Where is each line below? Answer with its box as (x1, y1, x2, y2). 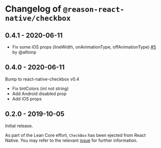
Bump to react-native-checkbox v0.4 (5, 76, 80, 82)
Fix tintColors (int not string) (12, 85, 69, 91)
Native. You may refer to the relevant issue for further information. (5, 137, 138, 143)
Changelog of (5, 3, 61, 15)
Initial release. (5, 123, 33, 129)
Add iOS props (12, 96, 42, 101)
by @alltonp (12, 49, 37, 55)
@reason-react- (63, 5, 124, 14)
